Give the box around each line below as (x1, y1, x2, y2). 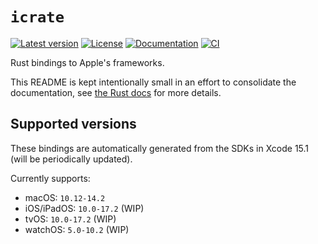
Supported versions (10, 116, 137, 133)
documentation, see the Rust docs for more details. (10, 86, 222, 98)
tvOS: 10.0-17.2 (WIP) (24, 213, 117, 225)
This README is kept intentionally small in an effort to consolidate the (10, 76, 297, 88)
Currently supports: (10, 172, 91, 184)
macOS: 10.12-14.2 (24, 191, 106, 203)
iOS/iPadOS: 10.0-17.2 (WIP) (24, 202, 145, 214)
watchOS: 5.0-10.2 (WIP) (24, 223, 130, 235)
